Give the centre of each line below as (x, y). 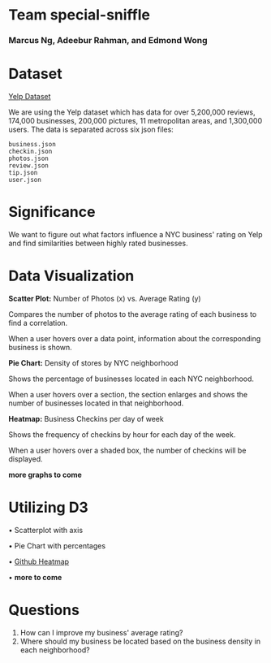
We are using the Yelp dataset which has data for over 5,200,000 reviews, (132, 112)
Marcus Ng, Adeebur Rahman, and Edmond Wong (108, 41)
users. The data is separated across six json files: (91, 130)
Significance (52, 212)
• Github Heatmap (39, 561)
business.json (32, 145)
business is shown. (41, 347)
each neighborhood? (55, 650)
